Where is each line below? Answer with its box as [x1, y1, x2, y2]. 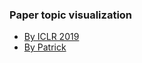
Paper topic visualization [9, 8, 133, 22]
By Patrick [23, 41, 67, 53]
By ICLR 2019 [23, 31, 80, 43]
